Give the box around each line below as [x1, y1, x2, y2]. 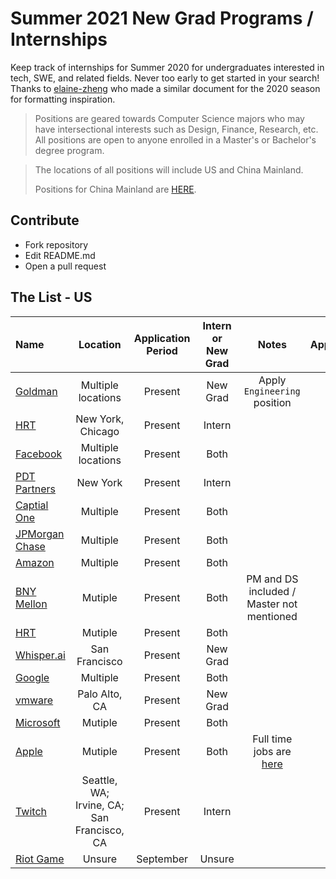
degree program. [34, 144, 105, 156]
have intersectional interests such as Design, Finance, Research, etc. [34, 123, 319, 135]
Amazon [15, 555, 55, 569]
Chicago [79, 424, 120, 438]
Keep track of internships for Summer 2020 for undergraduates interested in [10, 61, 325, 73]
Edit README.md [24, 249, 96, 261]
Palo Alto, [77, 687, 123, 701]
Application [133, 331, 191, 345]
